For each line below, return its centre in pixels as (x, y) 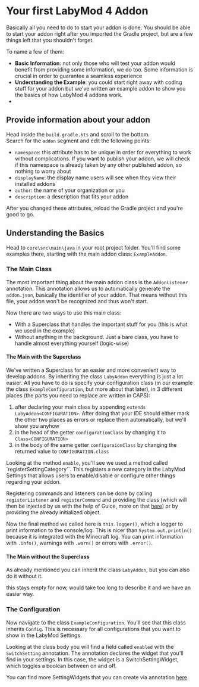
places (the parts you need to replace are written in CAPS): (78, 396)
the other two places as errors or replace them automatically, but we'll (100, 420)
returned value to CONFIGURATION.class (62, 452)
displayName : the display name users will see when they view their (95, 178)
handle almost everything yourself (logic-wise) (72, 343)
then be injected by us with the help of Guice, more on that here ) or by (92, 506)
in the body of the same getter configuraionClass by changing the (96, 445)
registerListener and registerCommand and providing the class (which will (97, 500)
